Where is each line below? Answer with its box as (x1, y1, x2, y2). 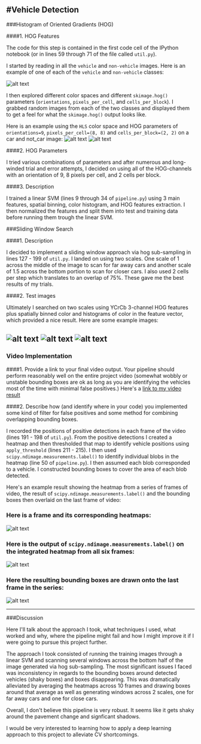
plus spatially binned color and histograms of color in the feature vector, (6, 310, 184, 317)
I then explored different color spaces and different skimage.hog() (6, 91, 169, 98)
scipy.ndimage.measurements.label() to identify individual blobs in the (6, 453, 179, 460)
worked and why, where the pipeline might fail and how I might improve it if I (6, 632, 194, 640)
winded (6, 165, 25, 172)
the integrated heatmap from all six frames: (6, 547, 135, 555)
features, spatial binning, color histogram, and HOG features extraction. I (6, 201, 185, 208)
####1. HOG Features (6, 32, 60, 40)
